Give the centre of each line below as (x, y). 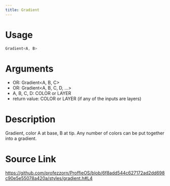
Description (30, 119)
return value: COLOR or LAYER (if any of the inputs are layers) (77, 99)
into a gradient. (21, 138)
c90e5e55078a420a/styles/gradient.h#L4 (49, 178)
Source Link (31, 159)
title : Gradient (22, 10)
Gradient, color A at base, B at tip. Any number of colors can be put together (85, 133)
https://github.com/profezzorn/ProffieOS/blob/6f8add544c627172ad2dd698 (85, 173)
